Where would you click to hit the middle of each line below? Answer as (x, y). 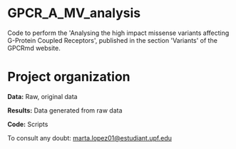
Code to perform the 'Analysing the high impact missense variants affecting (118, 33)
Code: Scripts (28, 124)
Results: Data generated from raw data (65, 110)
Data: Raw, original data (42, 96)
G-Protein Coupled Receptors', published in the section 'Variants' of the (112, 40)
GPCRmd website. (34, 48)
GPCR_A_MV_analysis (74, 13)
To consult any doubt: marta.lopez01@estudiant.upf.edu (90, 138)
